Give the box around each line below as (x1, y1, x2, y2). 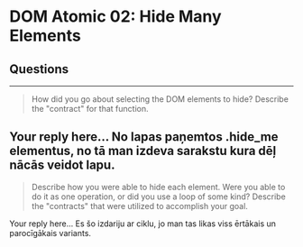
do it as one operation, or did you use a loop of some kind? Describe (31, 191, 286, 202)
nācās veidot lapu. (9, 158, 115, 173)
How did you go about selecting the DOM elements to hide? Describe (31, 94, 289, 105)
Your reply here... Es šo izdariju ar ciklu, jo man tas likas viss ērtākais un (9, 218, 277, 229)
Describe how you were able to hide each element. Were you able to (31, 181, 286, 192)
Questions (9, 61, 69, 77)
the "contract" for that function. (31, 104, 149, 114)
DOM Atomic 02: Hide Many (9, 6, 223, 27)
